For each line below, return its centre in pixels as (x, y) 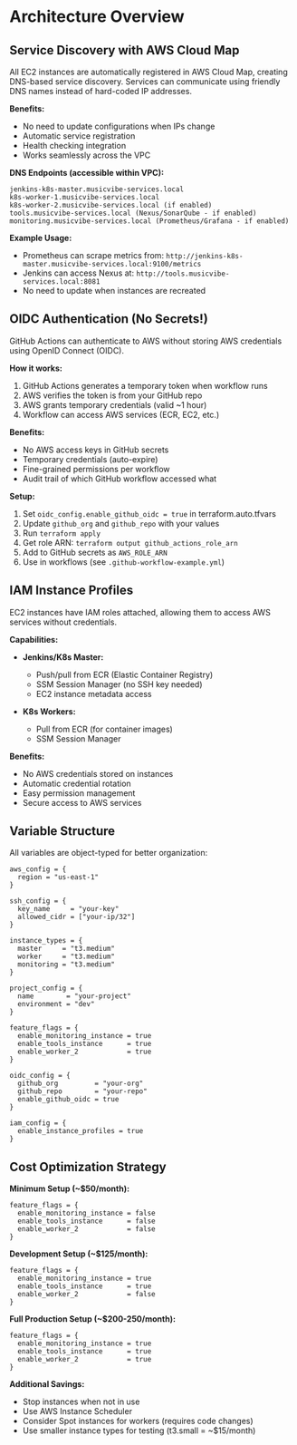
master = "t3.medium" (67, 949)
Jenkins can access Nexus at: (78, 273)
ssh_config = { (38, 901)
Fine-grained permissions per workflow (96, 469)
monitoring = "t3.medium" (67, 965)
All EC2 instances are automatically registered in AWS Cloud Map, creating (148, 72)
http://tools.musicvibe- (182, 274)
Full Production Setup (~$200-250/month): (93, 1319)
